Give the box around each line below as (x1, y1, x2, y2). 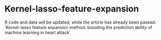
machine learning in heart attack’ (4, 29, 71, 35)
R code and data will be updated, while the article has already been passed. (4, 19, 157, 25)
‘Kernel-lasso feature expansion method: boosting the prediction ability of (4, 24, 153, 30)
